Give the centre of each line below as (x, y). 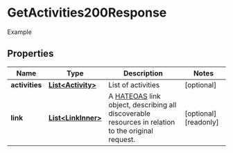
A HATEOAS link (135, 96)
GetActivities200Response (87, 13)
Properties (31, 54)
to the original (131, 131)
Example (20, 32)
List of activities (134, 84)
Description (143, 73)
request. (122, 139)
